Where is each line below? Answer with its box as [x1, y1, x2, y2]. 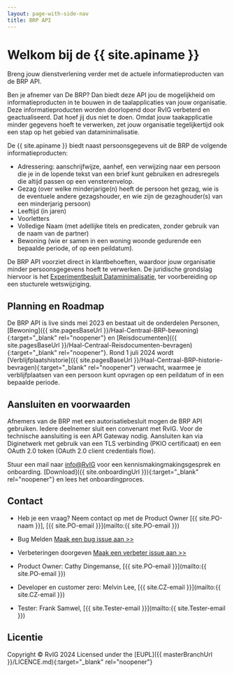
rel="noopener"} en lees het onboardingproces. [7, 475, 145, 484]
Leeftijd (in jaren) [17, 207, 67, 215]
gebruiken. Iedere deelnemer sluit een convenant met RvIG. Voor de [7, 424, 203, 433]
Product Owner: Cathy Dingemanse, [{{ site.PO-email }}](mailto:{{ [17, 562, 207, 570]
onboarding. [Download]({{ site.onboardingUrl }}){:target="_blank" [7, 468, 199, 476]
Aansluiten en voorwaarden [7, 398, 131, 410]
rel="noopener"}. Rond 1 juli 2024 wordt [58, 349, 174, 357]
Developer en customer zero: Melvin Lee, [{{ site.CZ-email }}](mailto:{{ [17, 583, 221, 591]
